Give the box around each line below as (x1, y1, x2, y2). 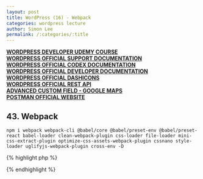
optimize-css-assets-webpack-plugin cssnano (58, 138, 173, 144)
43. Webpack (6, 111, 59, 122)
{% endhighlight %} (6, 166, 56, 173)
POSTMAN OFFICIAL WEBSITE (6, 94, 85, 101)
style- (175, 138, 192, 144)
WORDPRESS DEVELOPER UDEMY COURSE (6, 48, 118, 55)
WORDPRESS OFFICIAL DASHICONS (6, 74, 100, 82)
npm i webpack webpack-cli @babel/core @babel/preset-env (6, 127, 157, 133)
